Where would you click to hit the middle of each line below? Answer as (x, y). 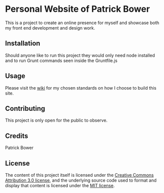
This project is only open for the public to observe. (56, 120)
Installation (23, 44)
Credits (17, 136)
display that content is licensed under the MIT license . (60, 185)
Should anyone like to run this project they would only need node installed (80, 55)
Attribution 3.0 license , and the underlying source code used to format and (81, 180)
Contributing (25, 109)
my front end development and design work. (50, 28)
